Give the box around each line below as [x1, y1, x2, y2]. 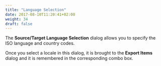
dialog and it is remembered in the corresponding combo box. [5, 55, 133, 61]
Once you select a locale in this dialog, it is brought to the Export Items [5, 50, 152, 56]
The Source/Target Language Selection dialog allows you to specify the [5, 35, 156, 41]
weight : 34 [5, 16, 28, 21]
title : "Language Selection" [5, 7, 66, 12]
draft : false [5, 21, 33, 26]
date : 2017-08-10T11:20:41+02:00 [5, 12, 75, 17]
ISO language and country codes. [5, 40, 75, 46]
